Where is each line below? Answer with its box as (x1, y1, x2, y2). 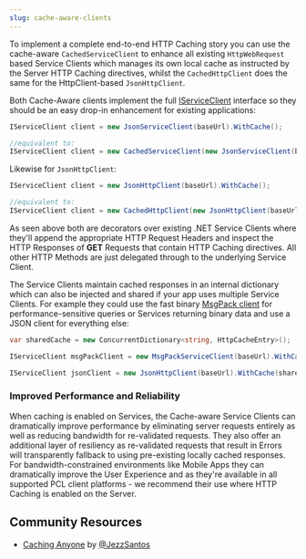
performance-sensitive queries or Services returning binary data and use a (9, 307, 291, 319)
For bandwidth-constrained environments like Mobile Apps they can (9, 459, 265, 470)
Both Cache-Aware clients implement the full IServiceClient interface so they (9, 95, 297, 106)
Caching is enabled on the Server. (9, 488, 137, 499)
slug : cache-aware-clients (9, 13, 112, 23)
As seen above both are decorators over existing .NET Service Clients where (9, 223, 298, 233)
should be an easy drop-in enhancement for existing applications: (9, 104, 257, 115)
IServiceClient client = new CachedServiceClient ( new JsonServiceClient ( (9, 147, 296, 156)
